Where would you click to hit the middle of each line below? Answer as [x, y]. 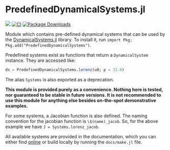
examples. [17, 105]
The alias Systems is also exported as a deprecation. [60, 79]
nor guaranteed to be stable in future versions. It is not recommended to [83, 95]
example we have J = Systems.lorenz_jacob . [52, 126]
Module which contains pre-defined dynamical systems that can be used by [85, 34]
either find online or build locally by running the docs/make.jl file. [74, 142]
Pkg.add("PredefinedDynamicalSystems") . [48, 45]
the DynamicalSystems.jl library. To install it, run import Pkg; [69, 39]
